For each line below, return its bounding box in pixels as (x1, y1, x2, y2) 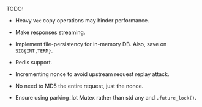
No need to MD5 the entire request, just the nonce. (15, 82, 144, 89)
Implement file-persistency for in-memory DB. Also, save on (15, 41, 167, 47)
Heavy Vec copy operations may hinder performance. (15, 17, 150, 24)
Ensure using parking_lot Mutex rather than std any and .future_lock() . (15, 94, 197, 101)
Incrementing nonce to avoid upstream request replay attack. (15, 71, 170, 78)
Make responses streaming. (15, 29, 86, 36)
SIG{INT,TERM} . (15, 47, 53, 54)
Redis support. (15, 59, 53, 66)
